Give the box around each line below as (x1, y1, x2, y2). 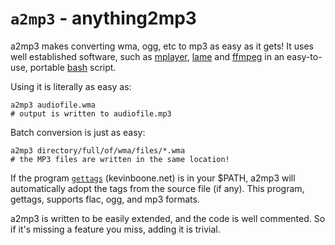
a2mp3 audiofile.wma (10, 100, 97, 110)
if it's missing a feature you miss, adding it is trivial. (10, 223, 221, 235)
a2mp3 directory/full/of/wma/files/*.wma (10, 145, 186, 156)
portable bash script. (29, 61, 117, 73)
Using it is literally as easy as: (10, 80, 132, 92)
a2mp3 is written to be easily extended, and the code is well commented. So (10, 212, 326, 224)
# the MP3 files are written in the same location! (10, 154, 230, 164)
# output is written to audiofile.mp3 (10, 108, 172, 119)
